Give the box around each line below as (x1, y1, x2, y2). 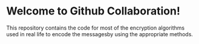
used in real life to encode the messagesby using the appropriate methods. (6, 30, 194, 37)
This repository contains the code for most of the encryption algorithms (6, 24, 185, 31)
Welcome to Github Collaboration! (6, 4, 180, 18)
